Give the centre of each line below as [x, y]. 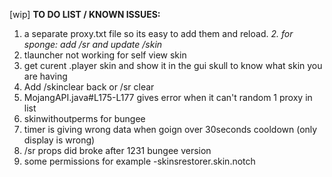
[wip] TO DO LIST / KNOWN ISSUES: [85, 14]
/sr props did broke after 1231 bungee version [117, 150]
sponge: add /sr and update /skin [93, 44]
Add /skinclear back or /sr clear [89, 87]
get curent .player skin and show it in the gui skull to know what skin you [173, 65]
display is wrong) [59, 140]
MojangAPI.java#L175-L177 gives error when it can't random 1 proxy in [168, 97]
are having [45, 76]
